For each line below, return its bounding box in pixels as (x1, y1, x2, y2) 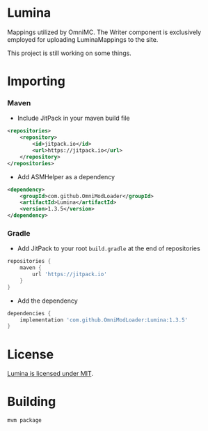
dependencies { (7, 310, 51, 317)
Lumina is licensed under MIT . (7, 370, 94, 378)
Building (7, 394, 56, 409)
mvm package (7, 417, 42, 424)
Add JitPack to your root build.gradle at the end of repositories (17, 244, 200, 252)
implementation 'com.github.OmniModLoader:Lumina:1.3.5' (19, 316, 189, 324)
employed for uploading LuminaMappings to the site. (7, 35, 159, 43)
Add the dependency (17, 296, 78, 305)
